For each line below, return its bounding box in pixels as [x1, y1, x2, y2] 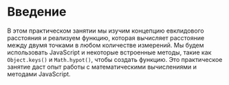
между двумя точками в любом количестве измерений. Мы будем [7, 41, 204, 49]
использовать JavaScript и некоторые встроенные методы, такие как [7, 48, 212, 56]
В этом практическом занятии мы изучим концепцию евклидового [7, 27, 204, 35]
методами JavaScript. [7, 69, 71, 78]
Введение [7, 4, 67, 20]
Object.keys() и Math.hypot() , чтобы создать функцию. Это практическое [7, 55, 223, 63]
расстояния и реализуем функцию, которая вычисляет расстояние [7, 33, 205, 41]
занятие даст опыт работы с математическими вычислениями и [7, 63, 197, 71]
